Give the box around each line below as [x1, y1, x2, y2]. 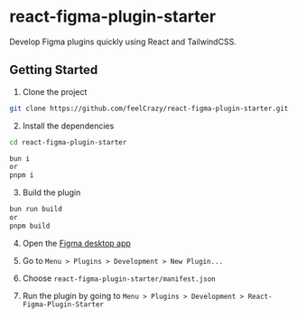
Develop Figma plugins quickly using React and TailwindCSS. [9, 36, 237, 47]
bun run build [9, 205, 63, 214]
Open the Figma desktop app [22, 238, 131, 248]
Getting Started [9, 62, 98, 78]
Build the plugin [22, 187, 81, 198]
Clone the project [22, 86, 88, 97]
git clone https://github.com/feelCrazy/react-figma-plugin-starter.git [9, 104, 289, 113]
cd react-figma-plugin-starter [9, 137, 127, 146]
